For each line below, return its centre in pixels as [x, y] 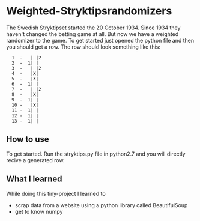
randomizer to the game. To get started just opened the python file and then [100, 40]
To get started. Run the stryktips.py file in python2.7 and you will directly [96, 154]
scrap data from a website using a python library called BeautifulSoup [101, 205]
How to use [28, 139]
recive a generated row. [35, 160]
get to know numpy [39, 211]
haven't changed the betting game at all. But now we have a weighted [92, 34]
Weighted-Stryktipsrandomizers [89, 11]
